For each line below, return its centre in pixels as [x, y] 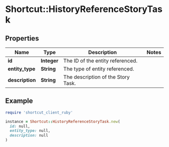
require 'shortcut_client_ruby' [39, 112]
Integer [50, 61]
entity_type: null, [30, 131]
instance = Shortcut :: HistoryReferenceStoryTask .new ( [63, 121]
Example [19, 101]
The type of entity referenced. [99, 69]
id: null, [20, 126]
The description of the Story [96, 77]
